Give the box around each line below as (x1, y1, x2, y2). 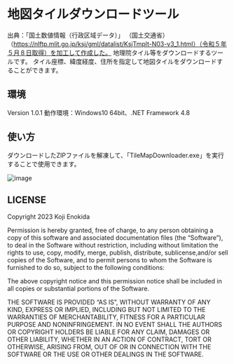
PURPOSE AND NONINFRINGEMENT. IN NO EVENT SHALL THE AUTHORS (7, 321, 223, 329)
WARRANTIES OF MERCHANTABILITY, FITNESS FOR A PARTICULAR (7, 313, 205, 321)
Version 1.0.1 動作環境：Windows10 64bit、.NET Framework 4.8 (7, 108, 191, 116)
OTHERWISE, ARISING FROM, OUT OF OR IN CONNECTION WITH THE (7, 343, 212, 351)
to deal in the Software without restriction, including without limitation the (7, 241, 219, 250)
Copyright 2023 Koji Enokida (7, 213, 90, 221)
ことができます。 (13, 66, 62, 74)
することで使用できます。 (7, 159, 81, 168)
